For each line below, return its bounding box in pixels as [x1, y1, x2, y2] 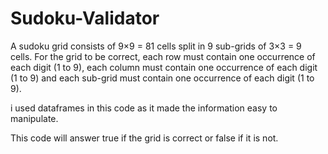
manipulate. [10, 112, 59, 124]
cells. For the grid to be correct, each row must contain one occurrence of [10, 50, 316, 62]
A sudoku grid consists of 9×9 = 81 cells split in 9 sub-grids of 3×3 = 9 [10, 40, 302, 52]
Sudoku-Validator [10, 7, 160, 30]
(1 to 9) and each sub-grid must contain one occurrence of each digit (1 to [10, 72, 315, 84]
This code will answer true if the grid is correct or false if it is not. [10, 132, 279, 144]
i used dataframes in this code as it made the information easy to [10, 102, 278, 114]
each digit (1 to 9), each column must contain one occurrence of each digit [10, 61, 318, 73]
